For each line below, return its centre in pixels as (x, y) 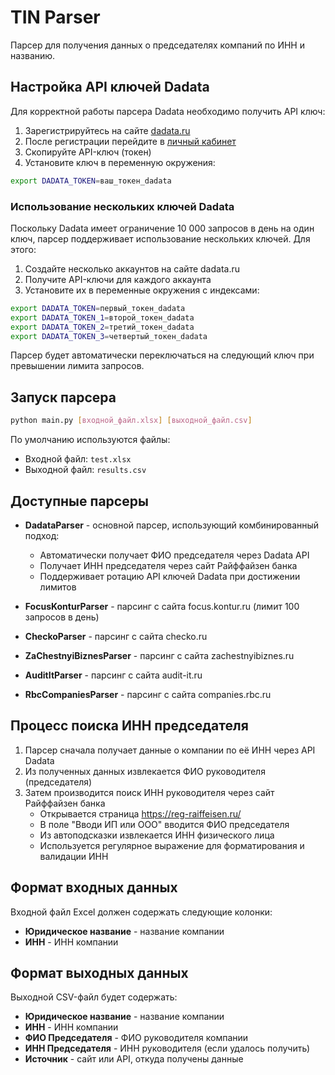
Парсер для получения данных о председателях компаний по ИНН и (157, 45)
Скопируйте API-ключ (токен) (88, 152)
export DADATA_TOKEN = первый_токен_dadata (98, 308)
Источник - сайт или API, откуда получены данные (134, 1059)
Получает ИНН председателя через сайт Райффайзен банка (168, 565)
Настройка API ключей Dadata (110, 87)
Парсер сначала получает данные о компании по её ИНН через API (170, 750)
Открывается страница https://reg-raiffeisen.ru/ (140, 813)
